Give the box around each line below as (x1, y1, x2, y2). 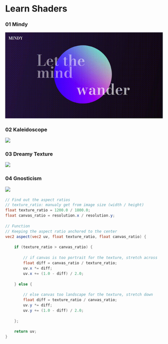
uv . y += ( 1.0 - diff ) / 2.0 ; (23, 308, 84, 313)
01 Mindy (5, 21, 28, 28)
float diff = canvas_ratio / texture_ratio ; (23, 260, 117, 265)
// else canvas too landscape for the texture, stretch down (23, 292, 153, 297)
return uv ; (14, 329, 37, 334)
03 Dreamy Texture (5, 150, 53, 157)
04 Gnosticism (5, 175, 42, 182)
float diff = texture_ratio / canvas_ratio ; (23, 297, 117, 302)
